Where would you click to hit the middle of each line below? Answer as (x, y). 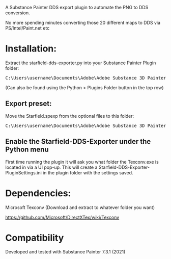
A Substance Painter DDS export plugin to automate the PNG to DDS (77, 7)
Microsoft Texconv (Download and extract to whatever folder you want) (80, 207)
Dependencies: (38, 193)
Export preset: (28, 104)
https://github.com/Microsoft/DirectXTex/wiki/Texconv (62, 217)
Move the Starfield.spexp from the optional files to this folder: (70, 116)
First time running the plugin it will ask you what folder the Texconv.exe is (82, 162)
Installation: (31, 49)
